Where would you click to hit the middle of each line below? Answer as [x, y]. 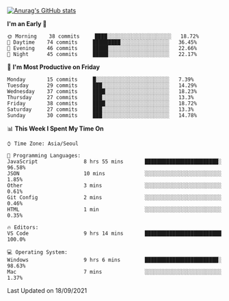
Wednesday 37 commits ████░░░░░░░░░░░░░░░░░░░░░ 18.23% [102, 92]
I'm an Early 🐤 [27, 24]
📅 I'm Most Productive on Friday [54, 67]
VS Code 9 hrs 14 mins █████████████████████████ [114, 233]
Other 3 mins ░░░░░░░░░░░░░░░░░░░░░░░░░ [114, 185]
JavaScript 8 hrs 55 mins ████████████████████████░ [114, 161]
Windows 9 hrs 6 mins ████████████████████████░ [114, 260]
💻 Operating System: [38, 252]
